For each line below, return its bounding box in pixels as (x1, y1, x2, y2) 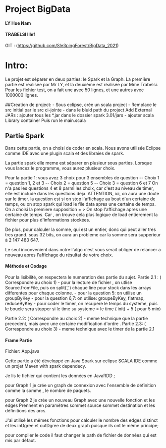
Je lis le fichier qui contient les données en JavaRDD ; (5, 373, 115, 379)
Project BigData (5, 3, 71, 15)
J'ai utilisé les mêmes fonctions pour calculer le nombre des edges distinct (5, 417, 158, 423)
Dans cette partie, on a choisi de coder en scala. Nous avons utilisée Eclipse (5, 145, 161, 151)
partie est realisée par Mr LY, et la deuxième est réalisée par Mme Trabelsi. (5, 81, 159, 87)
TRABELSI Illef (5, 31, 36, 38)
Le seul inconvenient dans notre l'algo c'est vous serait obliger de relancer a (5, 246, 161, 252)
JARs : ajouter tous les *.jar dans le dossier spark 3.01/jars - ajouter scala (5, 112, 154, 118)
